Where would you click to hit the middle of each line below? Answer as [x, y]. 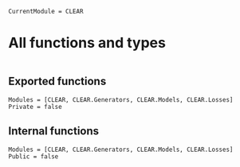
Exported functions [57, 82]
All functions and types [87, 43]
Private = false [35, 107]
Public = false [33, 156]
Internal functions [54, 131]
